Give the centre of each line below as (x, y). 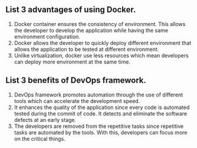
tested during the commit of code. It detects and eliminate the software (101, 113)
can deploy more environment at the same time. (72, 62)
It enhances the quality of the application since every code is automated (102, 107)
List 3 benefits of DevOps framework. (76, 80)
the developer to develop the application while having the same (91, 30)
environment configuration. (47, 36)
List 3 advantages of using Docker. (71, 10)
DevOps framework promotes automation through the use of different (98, 95)
